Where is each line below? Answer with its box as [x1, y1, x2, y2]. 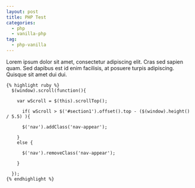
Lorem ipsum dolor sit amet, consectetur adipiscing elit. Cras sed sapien [6, 58, 183, 65]
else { [17, 139, 33, 146]
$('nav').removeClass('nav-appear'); [21, 150, 116, 156]
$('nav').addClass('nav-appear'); [21, 124, 108, 130]
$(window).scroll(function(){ [11, 87, 86, 93]
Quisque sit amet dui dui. [6, 71, 67, 78]
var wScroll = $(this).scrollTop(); [17, 98, 108, 104]
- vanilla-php [11, 31, 46, 37]
